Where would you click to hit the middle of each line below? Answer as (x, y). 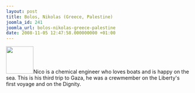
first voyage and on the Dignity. (44, 84)
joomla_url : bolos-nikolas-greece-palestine (61, 28)
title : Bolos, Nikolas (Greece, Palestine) (60, 17)
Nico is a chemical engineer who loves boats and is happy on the (111, 72)
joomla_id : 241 (24, 22)
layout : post (22, 11)
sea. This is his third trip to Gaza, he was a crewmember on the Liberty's (93, 78)
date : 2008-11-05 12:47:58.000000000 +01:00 (61, 33)
